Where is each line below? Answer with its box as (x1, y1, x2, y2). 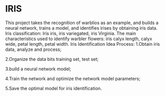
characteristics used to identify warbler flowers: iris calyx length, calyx (5, 36, 152, 42)
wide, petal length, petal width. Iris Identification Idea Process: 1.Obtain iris (5, 41, 160, 47)
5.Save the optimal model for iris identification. (5, 85, 102, 91)
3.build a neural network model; (5, 66, 72, 72)
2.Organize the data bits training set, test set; (5, 56, 99, 62)
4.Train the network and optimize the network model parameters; (5, 75, 141, 81)
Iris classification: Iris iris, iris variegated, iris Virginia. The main (5, 30, 136, 36)
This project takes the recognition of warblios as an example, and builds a (5, 20, 159, 26)
